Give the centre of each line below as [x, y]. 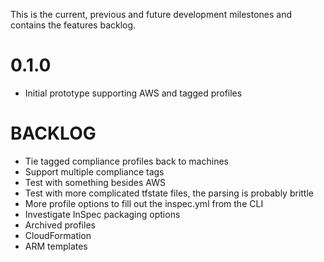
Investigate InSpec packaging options [102, 214]
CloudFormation [58, 235]
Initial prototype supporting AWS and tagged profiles [133, 93]
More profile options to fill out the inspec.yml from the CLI [144, 203]
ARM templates [56, 246]
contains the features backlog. [73, 25]
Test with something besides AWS [95, 182]
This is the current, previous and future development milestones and [151, 14]
